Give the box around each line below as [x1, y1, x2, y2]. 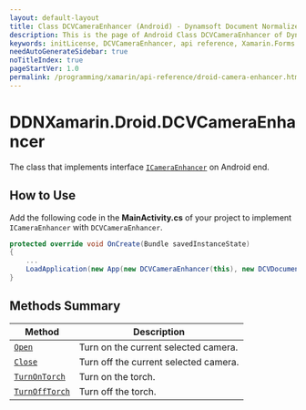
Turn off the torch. [78, 384, 157, 397]
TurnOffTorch [14, 386, 71, 396]
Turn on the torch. [78, 370, 156, 383]
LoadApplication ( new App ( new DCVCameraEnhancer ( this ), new [25, 265, 255, 274]
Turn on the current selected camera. [78, 341, 239, 354]
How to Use [9, 188, 76, 203]
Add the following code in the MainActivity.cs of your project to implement [9, 211, 292, 223]
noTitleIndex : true [9, 56, 84, 65]
